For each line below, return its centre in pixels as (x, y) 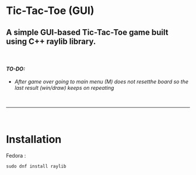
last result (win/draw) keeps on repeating (64, 88)
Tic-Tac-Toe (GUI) (50, 11)
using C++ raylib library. (51, 41)
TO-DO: (15, 69)
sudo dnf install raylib (36, 167)
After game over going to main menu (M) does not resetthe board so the (101, 82)
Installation (34, 140)
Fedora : (16, 156)
